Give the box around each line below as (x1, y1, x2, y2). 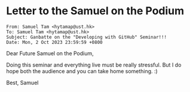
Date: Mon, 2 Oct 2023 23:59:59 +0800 (6, 39, 103, 45)
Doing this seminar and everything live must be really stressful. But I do (6, 61, 182, 68)
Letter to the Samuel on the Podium (6, 4, 185, 18)
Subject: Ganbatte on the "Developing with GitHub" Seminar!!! (6, 34, 167, 40)
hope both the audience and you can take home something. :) (6, 67, 158, 75)
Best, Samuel (6, 79, 39, 86)
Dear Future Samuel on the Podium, (6, 49, 94, 57)
